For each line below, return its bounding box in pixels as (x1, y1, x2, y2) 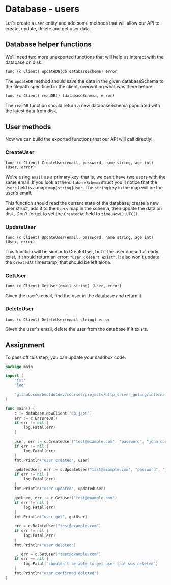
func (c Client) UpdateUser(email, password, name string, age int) (5, 235, 154, 240)
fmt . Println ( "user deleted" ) (14, 542, 76, 548)
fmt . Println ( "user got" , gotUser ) (14, 514, 88, 520)
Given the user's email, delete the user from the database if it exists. (5, 326, 149, 332)
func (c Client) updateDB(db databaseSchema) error (5, 69, 117, 74)
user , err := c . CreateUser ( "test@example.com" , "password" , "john (14, 439, 158, 444)
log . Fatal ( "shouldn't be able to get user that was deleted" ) (23, 561, 158, 567)
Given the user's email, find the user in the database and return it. (5, 292, 143, 299)
